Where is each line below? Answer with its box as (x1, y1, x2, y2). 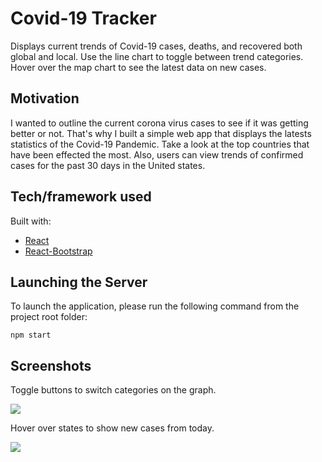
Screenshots (10, 357, 92, 374)
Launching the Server (10, 273, 148, 291)
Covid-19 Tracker (10, 7, 157, 30)
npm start (10, 330, 52, 341)
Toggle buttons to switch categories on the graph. (10, 384, 217, 396)
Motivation (10, 90, 80, 107)
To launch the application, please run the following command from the (10, 300, 300, 312)
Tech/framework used (10, 188, 152, 206)
